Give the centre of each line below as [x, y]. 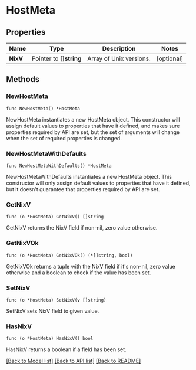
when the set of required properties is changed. [64, 138]
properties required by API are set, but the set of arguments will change [93, 132]
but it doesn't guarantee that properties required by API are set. [83, 189]
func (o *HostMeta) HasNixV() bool [50, 339]
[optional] [170, 58]
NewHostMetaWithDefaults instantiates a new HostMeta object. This [89, 176]
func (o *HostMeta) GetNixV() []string [55, 217]
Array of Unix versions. [119, 58]
